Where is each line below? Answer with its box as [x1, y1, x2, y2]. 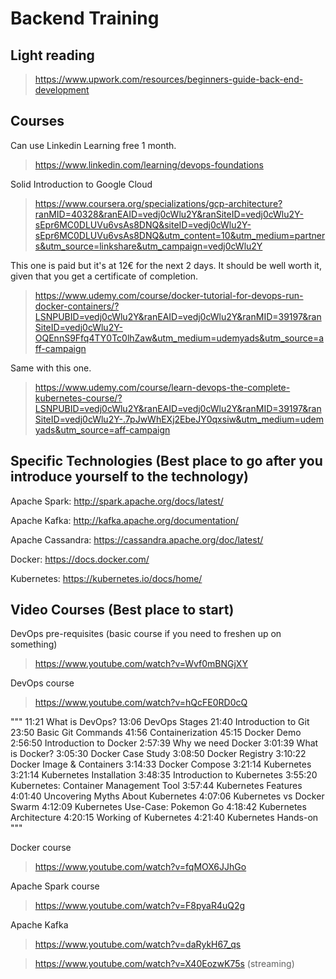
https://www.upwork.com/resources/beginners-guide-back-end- [34, 73, 304, 85]
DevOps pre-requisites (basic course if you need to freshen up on [10, 628, 282, 640]
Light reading [10, 47, 95, 64]
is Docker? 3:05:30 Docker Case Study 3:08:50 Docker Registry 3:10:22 [10, 748, 307, 760]
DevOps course [10, 677, 75, 689]
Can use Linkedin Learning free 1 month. [10, 139, 177, 151]
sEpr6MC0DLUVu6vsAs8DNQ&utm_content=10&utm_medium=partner [34, 229, 326, 241]
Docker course [10, 842, 72, 854]
